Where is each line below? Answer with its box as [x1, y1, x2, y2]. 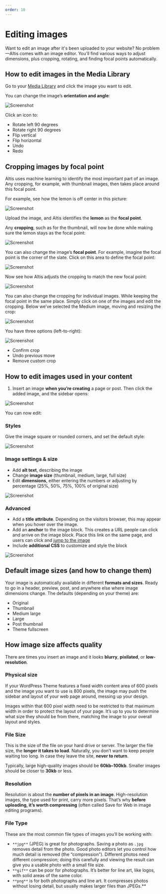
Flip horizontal [12, 138, 42, 144]
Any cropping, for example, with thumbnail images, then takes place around [5, 181, 160, 187]
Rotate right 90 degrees [12, 127, 61, 133]
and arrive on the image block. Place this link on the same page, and [12, 532, 152, 538]
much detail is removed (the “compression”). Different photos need [12, 851, 150, 857]
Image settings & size [5, 455, 58, 462]
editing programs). [5, 808, 43, 814]
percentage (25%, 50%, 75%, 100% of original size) [12, 483, 119, 489]
